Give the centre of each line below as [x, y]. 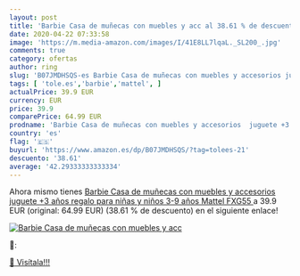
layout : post [33, 17]
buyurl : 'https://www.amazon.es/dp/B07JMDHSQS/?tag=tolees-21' [129, 150]
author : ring [33, 68]
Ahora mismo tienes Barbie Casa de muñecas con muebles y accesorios [142, 191]
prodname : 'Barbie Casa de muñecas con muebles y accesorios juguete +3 [150, 126]
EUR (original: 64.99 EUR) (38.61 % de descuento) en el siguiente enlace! [144, 211]
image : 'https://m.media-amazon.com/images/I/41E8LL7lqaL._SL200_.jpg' [145, 42]
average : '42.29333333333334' [66, 166]
